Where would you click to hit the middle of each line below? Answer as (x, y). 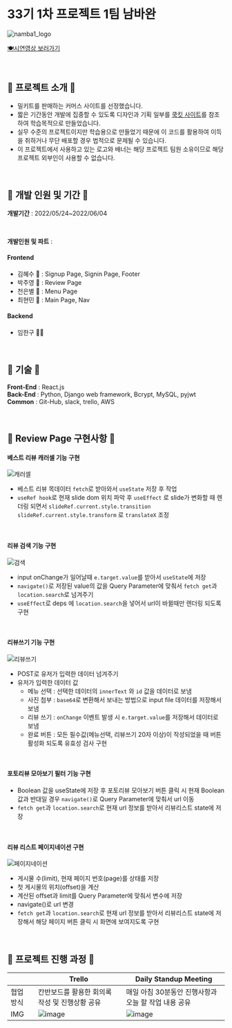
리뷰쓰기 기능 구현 (31, 643)
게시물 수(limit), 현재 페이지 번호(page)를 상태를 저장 (88, 878)
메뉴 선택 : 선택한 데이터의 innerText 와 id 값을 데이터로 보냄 (109, 691)
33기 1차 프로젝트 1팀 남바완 (82, 14)
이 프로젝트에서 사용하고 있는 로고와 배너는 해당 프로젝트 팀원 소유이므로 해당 (120, 149)
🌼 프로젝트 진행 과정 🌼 (51, 959)
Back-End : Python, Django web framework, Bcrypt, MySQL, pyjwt (102, 394)
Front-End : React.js (36, 387)
